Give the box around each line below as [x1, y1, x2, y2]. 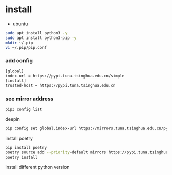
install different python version [5, 164, 70, 170]
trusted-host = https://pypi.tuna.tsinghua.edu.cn [5, 83, 116, 88]
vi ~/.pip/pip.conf [5, 45, 47, 50]
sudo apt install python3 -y [5, 30, 68, 35]
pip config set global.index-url [5, 126, 77, 131]
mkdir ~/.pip [5, 40, 33, 45]
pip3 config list [5, 107, 42, 112]
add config [5, 57, 33, 64]
